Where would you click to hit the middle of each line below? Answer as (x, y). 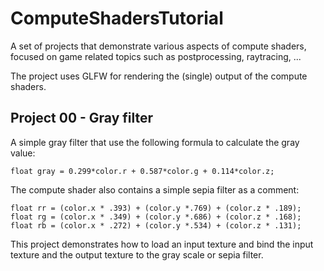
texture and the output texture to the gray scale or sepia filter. (137, 254)
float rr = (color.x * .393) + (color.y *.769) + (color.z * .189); (156, 208)
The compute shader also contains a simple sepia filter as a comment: (155, 189)
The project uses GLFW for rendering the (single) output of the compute (159, 76)
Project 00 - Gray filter (82, 118)
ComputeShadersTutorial (117, 18)
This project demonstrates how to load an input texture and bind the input (162, 244)
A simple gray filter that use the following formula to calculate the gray (155, 142)
